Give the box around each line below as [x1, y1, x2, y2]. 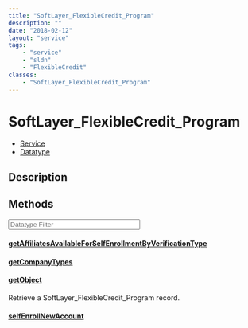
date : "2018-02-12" [8, 26, 73, 34]
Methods [8, 197, 54, 211]
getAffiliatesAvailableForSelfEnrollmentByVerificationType [8, 239, 207, 248]
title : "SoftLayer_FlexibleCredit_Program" [8, 11, 155, 20]
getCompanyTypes [8, 256, 73, 267]
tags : [8, 41, 26, 49]
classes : [8, 71, 37, 79]
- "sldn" [22, 57, 52, 64]
